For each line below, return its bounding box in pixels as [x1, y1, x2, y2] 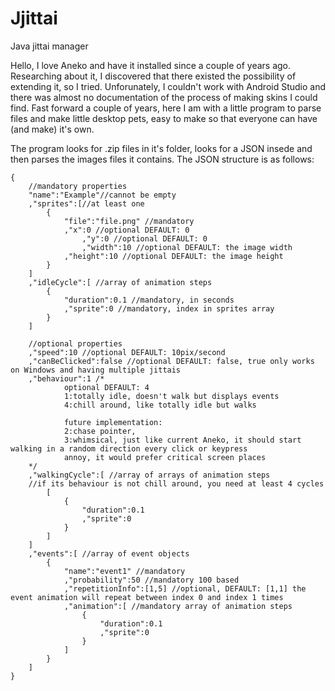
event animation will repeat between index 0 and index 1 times [10, 592, 284, 602]
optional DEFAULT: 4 [63, 382, 150, 392]
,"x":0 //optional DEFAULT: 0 [63, 225, 190, 235]
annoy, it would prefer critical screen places [63, 452, 267, 462]
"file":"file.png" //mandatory [63, 216, 195, 226]
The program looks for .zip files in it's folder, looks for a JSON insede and [10, 142, 313, 154]
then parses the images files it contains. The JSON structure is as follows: [10, 153, 315, 165]
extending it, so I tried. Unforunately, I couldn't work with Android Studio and [10, 80, 327, 92]
